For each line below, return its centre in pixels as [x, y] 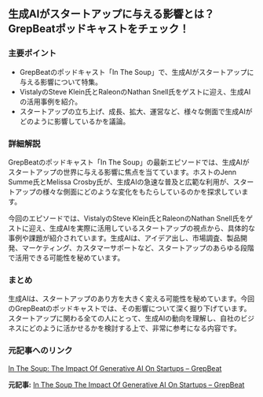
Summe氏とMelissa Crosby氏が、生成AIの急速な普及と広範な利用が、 [121, 182]
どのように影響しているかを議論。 [75, 121]
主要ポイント [33, 54]
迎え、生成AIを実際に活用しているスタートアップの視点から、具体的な [142, 228]
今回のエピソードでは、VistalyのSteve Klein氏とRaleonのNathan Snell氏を [127, 218]
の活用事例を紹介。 [51, 102]
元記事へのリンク [40, 351]
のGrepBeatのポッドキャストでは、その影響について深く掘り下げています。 [130, 309]
